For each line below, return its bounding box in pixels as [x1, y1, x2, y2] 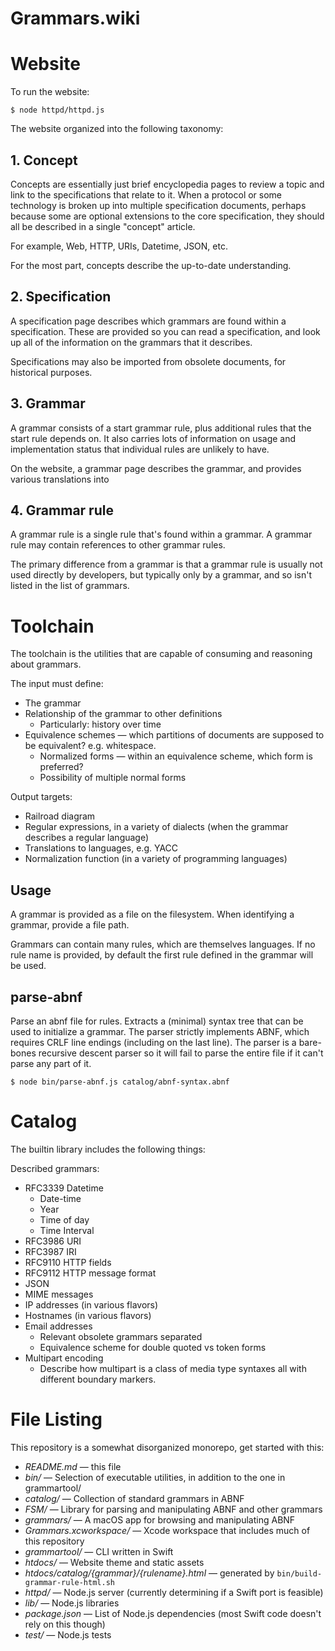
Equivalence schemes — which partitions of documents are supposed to [24, 729, 325, 741]
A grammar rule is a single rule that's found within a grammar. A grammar [10, 528, 313, 541]
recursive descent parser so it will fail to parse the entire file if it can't [38, 1047, 324, 1059]
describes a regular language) [24, 832, 150, 844]
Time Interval [39, 1224, 95, 1236]
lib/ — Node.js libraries [24, 1597, 120, 1609]
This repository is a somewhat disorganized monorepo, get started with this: [10, 1441, 325, 1453]
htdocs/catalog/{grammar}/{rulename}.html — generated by [24, 1567, 275, 1579]
